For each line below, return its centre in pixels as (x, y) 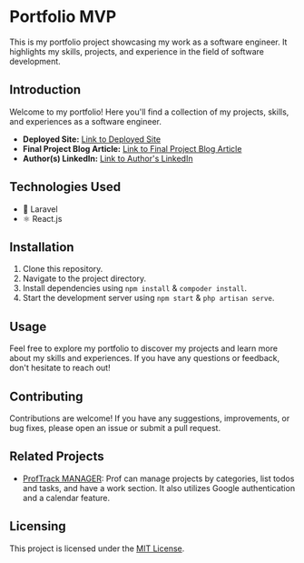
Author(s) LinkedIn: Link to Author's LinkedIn (108, 158)
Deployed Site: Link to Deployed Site (92, 139)
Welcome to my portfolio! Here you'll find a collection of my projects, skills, (149, 112)
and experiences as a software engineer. (85, 121)
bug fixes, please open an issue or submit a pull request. (115, 428)
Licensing (38, 526)
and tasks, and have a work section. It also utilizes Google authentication (159, 488)
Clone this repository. (63, 269)
